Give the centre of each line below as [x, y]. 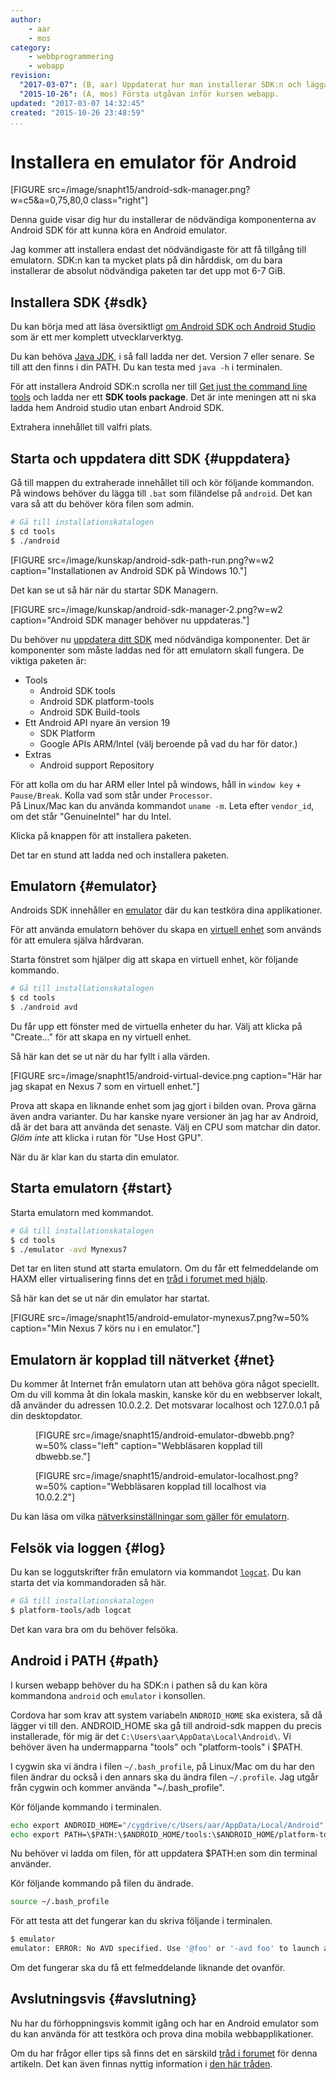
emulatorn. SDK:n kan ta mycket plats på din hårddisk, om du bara [146, 260]
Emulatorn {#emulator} [84, 886]
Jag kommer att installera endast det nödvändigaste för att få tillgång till [158, 250]
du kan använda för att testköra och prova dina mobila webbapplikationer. [162, 2033]
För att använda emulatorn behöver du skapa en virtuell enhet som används [166, 930]
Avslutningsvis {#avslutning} [104, 1999]
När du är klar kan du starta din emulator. [95, 1157]
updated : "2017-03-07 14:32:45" [77, 103]
